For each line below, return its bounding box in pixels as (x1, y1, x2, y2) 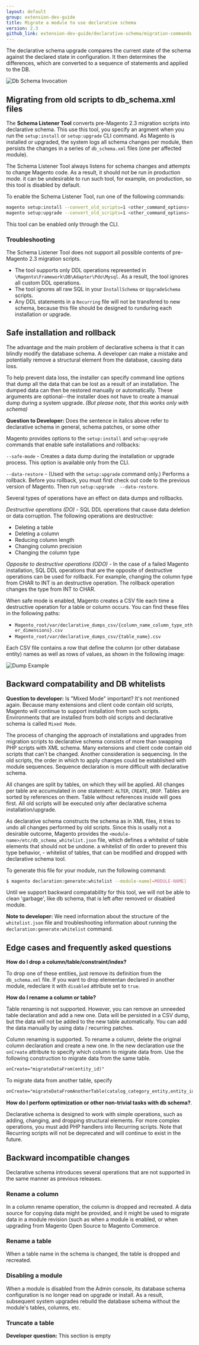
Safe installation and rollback (6, 328, 116, 338)
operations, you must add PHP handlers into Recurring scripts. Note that (6, 1123, 182, 1130)
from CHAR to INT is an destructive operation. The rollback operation (6, 579, 175, 586)
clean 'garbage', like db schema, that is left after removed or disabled (6, 895, 175, 902)
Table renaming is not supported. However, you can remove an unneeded (6, 1005, 185, 1012)
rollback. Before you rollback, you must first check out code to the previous (6, 477, 190, 484)
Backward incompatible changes (6, 1153, 130, 1163)
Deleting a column (14, 530, 59, 537)
